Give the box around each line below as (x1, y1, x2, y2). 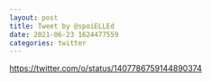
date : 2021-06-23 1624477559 (9, 30, 119, 39)
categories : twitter (9, 38, 87, 48)
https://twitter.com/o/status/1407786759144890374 (9, 63, 203, 74)
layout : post (9, 13, 59, 23)
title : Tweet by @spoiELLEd (9, 22, 115, 31)
